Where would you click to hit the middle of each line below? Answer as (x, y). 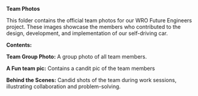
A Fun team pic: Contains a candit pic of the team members (81, 68)
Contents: (19, 45)
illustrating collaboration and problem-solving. (63, 86)
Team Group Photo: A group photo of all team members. (77, 56)
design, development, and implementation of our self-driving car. (87, 33)
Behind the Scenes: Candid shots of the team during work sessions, (91, 80)
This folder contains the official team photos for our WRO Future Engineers (99, 20)
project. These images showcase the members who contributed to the (94, 27)
